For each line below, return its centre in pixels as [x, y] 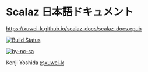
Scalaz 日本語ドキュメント [70, 12]
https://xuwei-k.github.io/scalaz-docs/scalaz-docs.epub [74, 28]
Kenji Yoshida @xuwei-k [35, 63]
